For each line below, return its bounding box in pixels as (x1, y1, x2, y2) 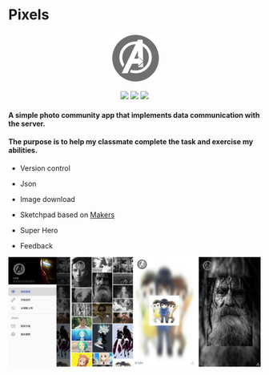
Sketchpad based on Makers (19, 210, 115, 220)
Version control (19, 163, 70, 173)
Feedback (19, 240, 54, 250)
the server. (8, 119, 46, 128)
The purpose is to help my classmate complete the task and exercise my (8, 137, 254, 147)
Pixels (8, 6, 50, 24)
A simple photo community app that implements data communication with (8, 110, 260, 119)
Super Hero (19, 225, 58, 235)
